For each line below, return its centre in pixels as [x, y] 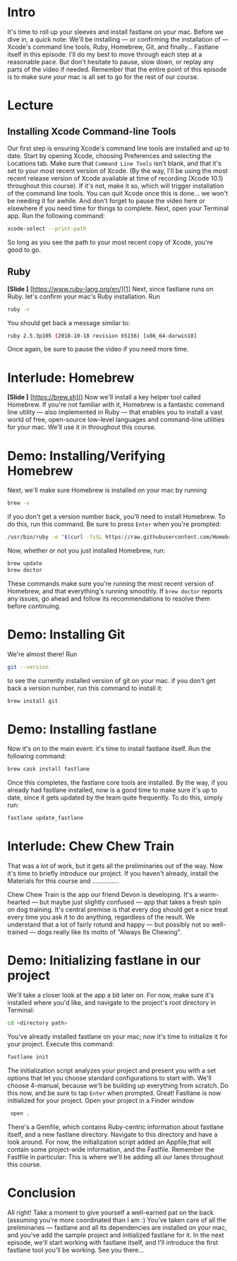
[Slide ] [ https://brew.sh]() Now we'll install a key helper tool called [104, 397]
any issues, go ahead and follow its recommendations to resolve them [109, 598]
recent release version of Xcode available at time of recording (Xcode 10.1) [115, 178]
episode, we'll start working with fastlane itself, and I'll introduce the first [113, 1242]
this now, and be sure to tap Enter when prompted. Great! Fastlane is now [114, 1093]
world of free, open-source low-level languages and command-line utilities [116, 420]
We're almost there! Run [42, 654]
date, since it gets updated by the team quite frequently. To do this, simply [115, 797]
